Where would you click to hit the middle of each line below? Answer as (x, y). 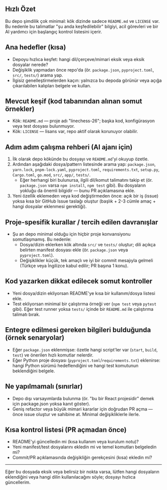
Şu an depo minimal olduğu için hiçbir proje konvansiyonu (71, 234)
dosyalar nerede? (30, 65)
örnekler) (20, 109)
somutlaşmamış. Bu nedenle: (42, 239)
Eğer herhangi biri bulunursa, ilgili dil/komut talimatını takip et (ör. (86, 180)
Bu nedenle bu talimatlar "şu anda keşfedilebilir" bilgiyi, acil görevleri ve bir (82, 26)
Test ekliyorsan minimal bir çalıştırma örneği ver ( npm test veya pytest (84, 304)
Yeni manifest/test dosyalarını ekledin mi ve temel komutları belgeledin (84, 447)
